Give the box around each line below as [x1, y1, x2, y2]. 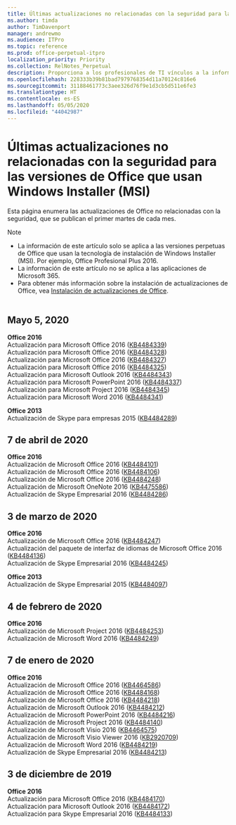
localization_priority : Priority [7, 56, 105, 63]
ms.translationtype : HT [7, 89, 77, 96]
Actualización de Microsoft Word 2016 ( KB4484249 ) [7, 634, 159, 642]
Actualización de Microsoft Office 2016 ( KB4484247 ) [7, 537, 162, 545]
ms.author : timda [7, 17, 58, 24]
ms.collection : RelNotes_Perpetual [7, 63, 112, 70]
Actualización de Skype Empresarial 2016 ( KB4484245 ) [7, 559, 169, 568]
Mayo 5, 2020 [7, 314, 70, 326]
